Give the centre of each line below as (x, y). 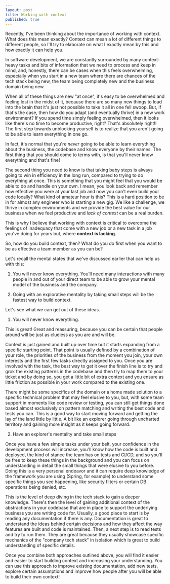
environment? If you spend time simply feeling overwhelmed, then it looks (82, 118)
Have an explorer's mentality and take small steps (64, 434)
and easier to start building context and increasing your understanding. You (84, 561)
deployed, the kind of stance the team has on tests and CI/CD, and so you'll (84, 455)
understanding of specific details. (40, 545)
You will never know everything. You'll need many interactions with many (89, 274)
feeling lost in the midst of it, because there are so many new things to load (84, 102)
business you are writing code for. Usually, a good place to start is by (77, 513)
